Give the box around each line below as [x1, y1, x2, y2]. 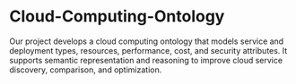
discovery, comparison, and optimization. [9, 64, 162, 75]
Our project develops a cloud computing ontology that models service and [9, 36, 284, 46]
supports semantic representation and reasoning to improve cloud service [9, 55, 283, 65]
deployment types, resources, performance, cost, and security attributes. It [9, 45, 288, 55]
